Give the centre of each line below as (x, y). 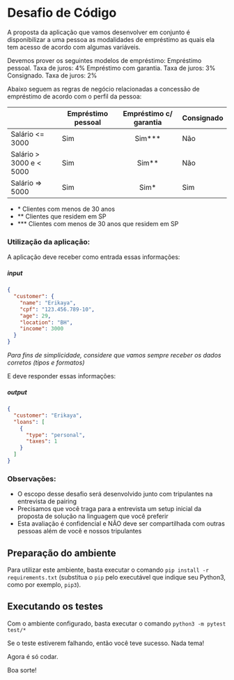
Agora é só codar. (33, 656)
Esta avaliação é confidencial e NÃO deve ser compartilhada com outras (121, 524)
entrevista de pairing (47, 501)
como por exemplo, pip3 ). (44, 585)
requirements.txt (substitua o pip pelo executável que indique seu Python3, (117, 577)
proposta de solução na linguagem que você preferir (93, 516)
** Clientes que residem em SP (62, 216)
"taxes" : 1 (41, 441)
